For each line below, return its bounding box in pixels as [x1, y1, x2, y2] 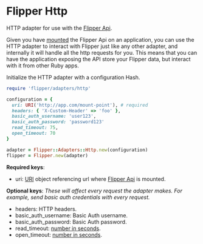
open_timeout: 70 [12, 130, 56, 137]
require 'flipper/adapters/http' [6, 85, 91, 92]
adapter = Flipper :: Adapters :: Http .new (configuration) [6, 147, 148, 153]
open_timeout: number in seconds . [15, 231, 102, 238]
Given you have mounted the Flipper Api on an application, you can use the [6, 36, 194, 43]
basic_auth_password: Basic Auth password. [15, 218, 127, 225]
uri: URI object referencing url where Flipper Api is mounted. [15, 175, 166, 183]
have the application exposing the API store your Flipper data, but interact [6, 55, 191, 63]
